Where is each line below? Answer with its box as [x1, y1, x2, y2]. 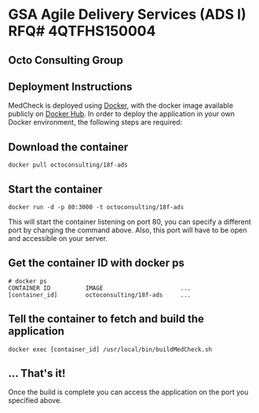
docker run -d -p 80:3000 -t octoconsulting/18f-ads [8, 203, 184, 211]
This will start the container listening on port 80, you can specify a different [8, 217, 251, 227]
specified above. [8, 396, 63, 405]
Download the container [8, 140, 129, 154]
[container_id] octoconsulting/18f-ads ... [8, 291, 192, 299]
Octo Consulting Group [8, 53, 123, 67]
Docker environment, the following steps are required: [8, 118, 183, 127]
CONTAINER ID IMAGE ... [8, 284, 192, 292]
